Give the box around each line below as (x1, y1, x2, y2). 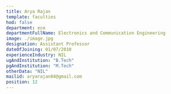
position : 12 (6, 79, 38, 85)
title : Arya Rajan (6, 8, 51, 15)
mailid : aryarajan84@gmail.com (6, 74, 82, 79)
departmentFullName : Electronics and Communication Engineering (6, 30, 166, 36)
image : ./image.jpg (6, 36, 54, 41)
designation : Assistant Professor (6, 41, 90, 47)
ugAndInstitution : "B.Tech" (6, 57, 75, 63)
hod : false (6, 19, 33, 25)
